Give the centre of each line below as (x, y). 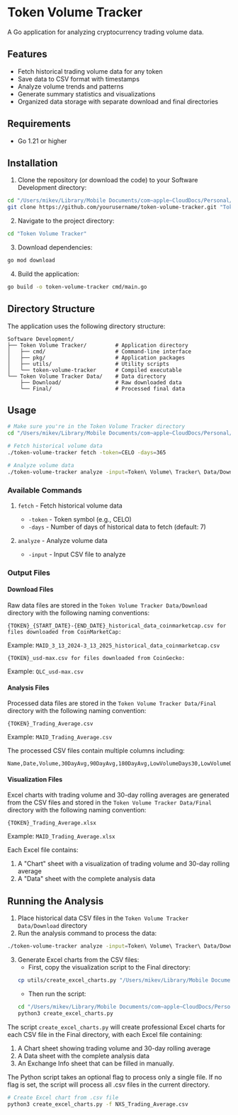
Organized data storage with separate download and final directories (118, 101)
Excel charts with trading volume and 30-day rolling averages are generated (118, 795)
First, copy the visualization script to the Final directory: (109, 968)
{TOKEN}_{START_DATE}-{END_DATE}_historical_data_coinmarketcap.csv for (117, 626)
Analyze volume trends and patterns (70, 86)
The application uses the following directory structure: (86, 326)
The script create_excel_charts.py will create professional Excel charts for (116, 1027)
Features (27, 54)
